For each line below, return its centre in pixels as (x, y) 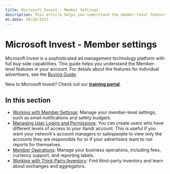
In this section (28, 100)
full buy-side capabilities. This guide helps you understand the (70, 64)
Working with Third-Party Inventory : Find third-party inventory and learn (88, 161)
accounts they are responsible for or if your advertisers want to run (82, 139)
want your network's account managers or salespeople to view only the (87, 134)
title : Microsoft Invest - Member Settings (52, 10)
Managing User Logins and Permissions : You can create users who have (88, 123)
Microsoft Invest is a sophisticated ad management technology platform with (85, 58)
